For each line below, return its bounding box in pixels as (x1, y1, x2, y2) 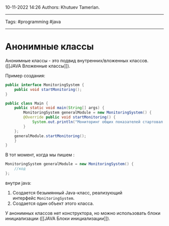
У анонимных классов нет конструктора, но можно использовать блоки (5, 210, 161, 216)
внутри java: (5, 180, 32, 186)
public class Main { (5, 100, 49, 106)
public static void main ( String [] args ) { (14, 105, 105, 110)
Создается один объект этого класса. (12, 200, 94, 206)
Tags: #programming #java (5, 19, 61, 25)
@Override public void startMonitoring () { (23, 115, 116, 120)
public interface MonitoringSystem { (5, 82, 84, 87)
